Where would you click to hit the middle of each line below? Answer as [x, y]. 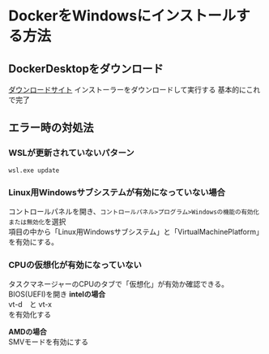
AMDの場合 [28, 332]
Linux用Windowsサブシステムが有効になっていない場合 [117, 192]
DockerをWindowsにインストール [122, 16]
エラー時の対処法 [51, 128]
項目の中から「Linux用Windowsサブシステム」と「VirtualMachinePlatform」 [136, 231]
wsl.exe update [34, 171]
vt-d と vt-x [30, 304]
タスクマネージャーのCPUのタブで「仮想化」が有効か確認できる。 [119, 284]
